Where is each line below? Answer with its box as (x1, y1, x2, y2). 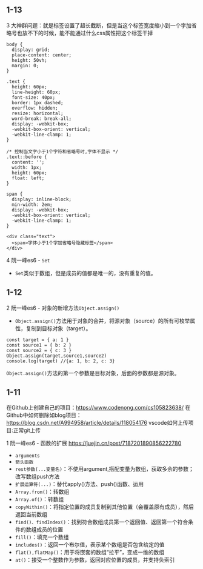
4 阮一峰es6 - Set (6, 256, 50, 264)
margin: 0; (12, 62, 39, 68)
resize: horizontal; (12, 110, 64, 116)
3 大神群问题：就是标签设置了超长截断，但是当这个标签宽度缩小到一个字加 (6, 21, 192, 29)
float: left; (12, 175, 45, 181)
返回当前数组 (15, 511, 47, 518)
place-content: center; (12, 52, 72, 58)
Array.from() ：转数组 (15, 488, 70, 496)
